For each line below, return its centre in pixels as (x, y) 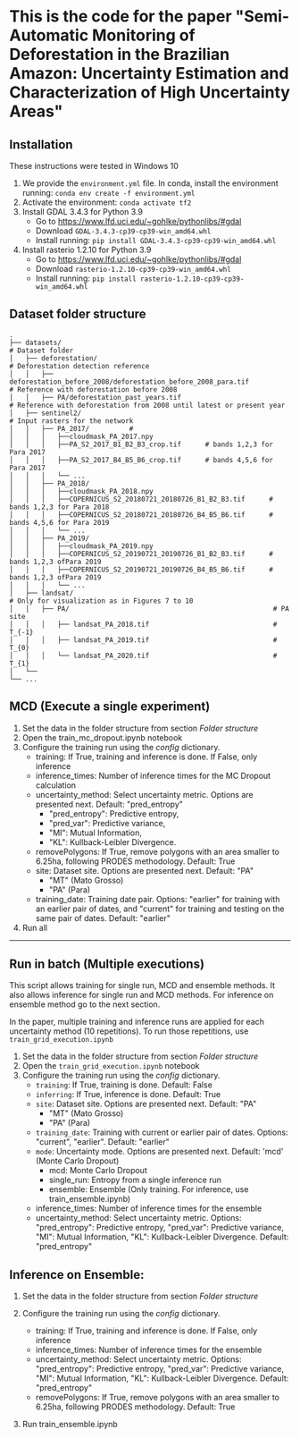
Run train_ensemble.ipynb (70, 1425)
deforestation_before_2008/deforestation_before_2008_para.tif (129, 382)
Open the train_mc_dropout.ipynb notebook (102, 737)
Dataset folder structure (78, 314)
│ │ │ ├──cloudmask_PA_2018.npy (81, 491)
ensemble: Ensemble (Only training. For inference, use (149, 1189)
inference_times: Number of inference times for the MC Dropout (153, 775)
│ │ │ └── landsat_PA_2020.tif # (143, 656)
